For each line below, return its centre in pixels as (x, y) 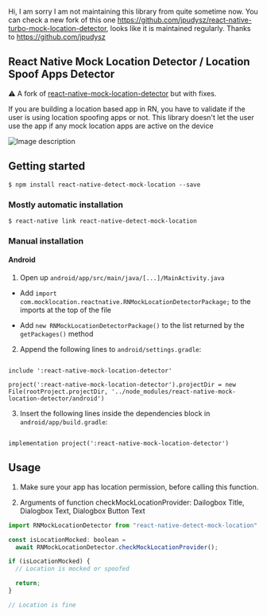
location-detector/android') (56, 399)
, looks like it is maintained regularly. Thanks (179, 28)
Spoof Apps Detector (62, 74)
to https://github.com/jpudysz (57, 37)
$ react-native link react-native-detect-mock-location (103, 221)
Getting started (47, 166)
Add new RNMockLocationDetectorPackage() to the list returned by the (132, 326)
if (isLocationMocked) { (49, 561)
